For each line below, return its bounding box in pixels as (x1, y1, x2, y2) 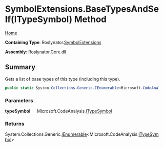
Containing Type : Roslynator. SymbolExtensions (5, 39, 102, 45)
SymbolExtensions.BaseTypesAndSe (5, 3, 159, 15)
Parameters (5, 97, 33, 104)
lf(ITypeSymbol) (5, 14, 72, 25)
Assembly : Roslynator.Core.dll (5, 49, 67, 55)
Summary (5, 63, 36, 71)
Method (74, 14, 106, 25)
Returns (5, 120, 24, 127)
